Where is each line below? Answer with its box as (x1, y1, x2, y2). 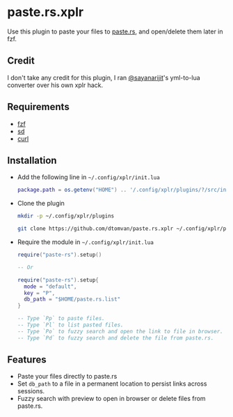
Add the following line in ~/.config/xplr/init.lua (17, 173, 160, 181)
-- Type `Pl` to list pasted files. (17, 321, 124, 328)
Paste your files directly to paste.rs (17, 372, 118, 381)
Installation (7, 154, 57, 166)
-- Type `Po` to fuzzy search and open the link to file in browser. (17, 328, 224, 335)
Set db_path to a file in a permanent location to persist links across (17, 379, 207, 388)
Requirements (7, 101, 70, 113)
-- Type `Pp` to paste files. (17, 315, 106, 322)
